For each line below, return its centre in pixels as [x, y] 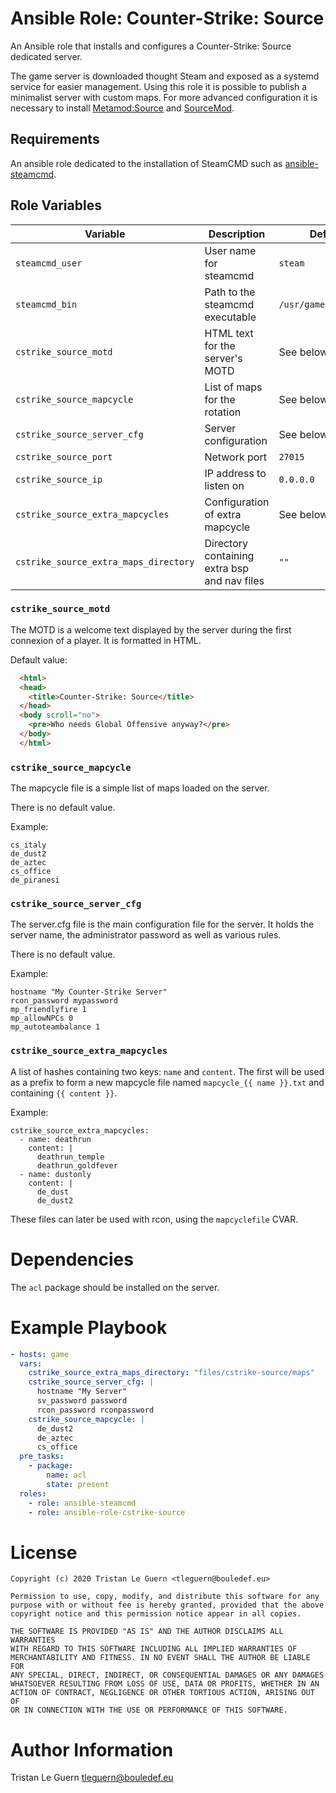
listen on [224, 485]
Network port [235, 457]
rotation [223, 412]
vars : [31, 1363]
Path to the [230, 292]
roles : [33, 1493]
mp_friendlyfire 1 [48, 1010]
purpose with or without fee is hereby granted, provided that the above [167, 1605]
